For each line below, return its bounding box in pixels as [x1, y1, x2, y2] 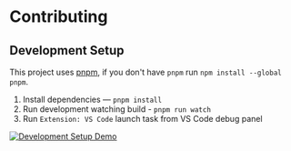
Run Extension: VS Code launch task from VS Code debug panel [22, 114, 263, 124]
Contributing [9, 6, 108, 27]
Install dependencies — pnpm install [22, 94, 162, 105]
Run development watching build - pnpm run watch [22, 104, 212, 115]
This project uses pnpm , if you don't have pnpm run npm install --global [9, 66, 282, 77]
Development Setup [9, 43, 125, 58]
